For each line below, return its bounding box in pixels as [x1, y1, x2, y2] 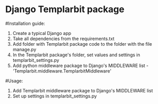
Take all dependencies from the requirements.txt [12, 36, 115, 42]
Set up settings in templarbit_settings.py [12, 93, 97, 99]
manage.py [12, 46, 37, 52]
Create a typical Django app [12, 30, 72, 36]
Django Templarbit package [5, 4, 124, 15]
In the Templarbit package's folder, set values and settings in [12, 52, 141, 58]
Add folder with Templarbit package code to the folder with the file [12, 41, 152, 47]
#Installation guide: [5, 20, 46, 26]
